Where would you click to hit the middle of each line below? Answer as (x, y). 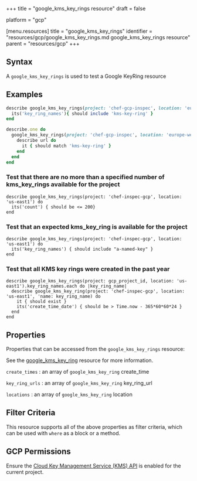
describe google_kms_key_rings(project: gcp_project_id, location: (90, 281)
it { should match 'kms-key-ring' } (66, 146)
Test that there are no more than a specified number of (86, 177)
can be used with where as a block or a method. (63, 433)
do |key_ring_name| (103, 286)
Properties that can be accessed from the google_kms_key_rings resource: (96, 349)
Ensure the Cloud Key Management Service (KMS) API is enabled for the (94, 466)
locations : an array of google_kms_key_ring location (69, 394)
